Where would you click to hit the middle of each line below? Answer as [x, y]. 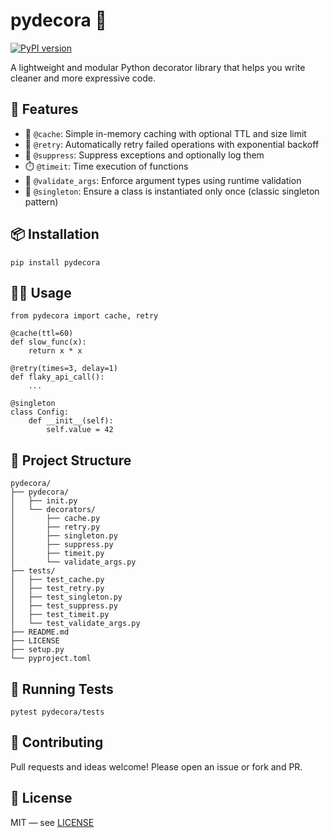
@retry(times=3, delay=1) [64, 369]
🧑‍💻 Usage [41, 292]
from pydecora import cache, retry [84, 316]
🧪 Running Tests [62, 689]
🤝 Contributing [57, 742]
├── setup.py [37, 650]
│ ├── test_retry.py [57, 589]
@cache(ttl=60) [42, 334]
